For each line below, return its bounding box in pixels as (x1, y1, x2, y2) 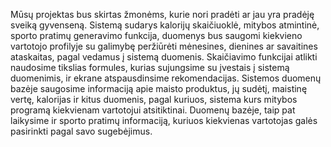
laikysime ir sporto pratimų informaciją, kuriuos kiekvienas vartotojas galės (10, 115, 318, 126)
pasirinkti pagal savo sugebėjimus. (10, 125, 153, 137)
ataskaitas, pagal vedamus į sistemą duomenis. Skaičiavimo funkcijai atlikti (10, 51, 318, 63)
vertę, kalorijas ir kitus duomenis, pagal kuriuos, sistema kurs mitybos (10, 94, 298, 105)
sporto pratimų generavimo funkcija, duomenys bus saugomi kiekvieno (10, 30, 303, 41)
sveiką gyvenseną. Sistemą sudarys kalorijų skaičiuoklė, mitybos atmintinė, (10, 19, 320, 31)
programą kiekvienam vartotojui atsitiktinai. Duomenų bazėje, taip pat (10, 104, 296, 116)
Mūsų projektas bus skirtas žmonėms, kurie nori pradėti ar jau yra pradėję (10, 9, 315, 20)
